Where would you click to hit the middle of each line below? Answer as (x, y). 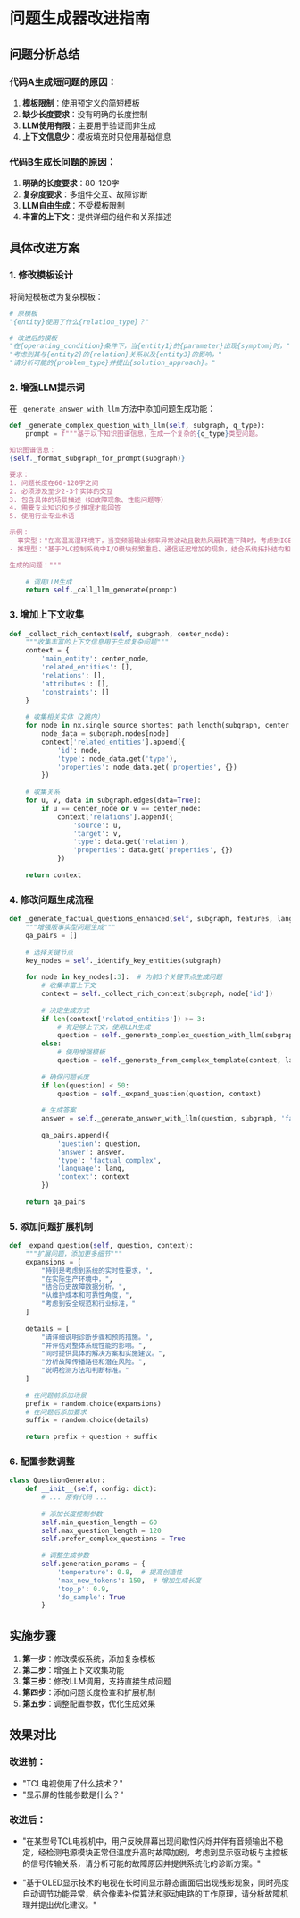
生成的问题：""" (35, 565)
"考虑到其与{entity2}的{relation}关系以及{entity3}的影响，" (116, 354)
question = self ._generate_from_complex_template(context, (169, 1061)
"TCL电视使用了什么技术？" (72, 1783)
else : (52, 1044)
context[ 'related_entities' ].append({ (113, 742)
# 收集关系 (43, 792)
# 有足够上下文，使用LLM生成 (104, 1027)
